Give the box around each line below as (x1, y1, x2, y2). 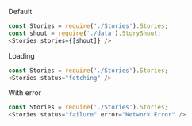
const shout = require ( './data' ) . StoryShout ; (8, 29, 161, 37)
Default (8, 7, 33, 16)
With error (8, 88, 42, 97)
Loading (8, 51, 36, 60)
